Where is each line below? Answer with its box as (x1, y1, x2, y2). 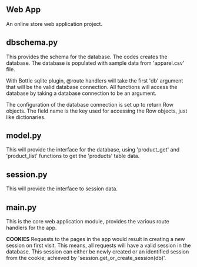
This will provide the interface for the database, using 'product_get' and (6, 146, 180, 153)
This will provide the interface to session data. (6, 185, 118, 192)
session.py (6, 169, 48, 179)
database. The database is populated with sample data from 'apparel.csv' (6, 59, 185, 67)
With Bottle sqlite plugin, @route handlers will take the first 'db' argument (6, 77, 183, 84)
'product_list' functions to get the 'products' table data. (6, 153, 140, 160)
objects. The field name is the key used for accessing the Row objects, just (6, 107, 188, 114)
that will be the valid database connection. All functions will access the (6, 83, 178, 90)
